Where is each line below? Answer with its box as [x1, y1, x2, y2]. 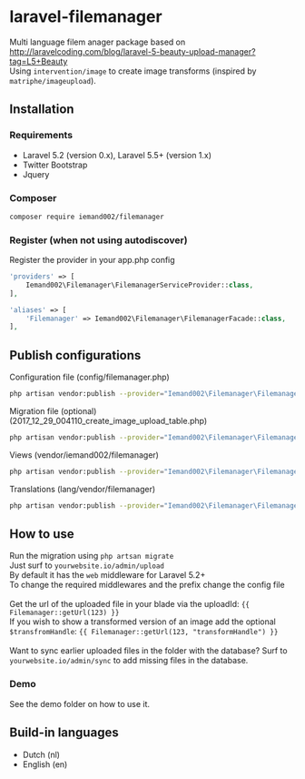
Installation [9, 102, 74, 117]
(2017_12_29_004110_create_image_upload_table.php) [9, 416, 208, 427]
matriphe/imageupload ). [9, 75, 97, 86]
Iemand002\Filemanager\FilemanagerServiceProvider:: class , [25, 280, 254, 289]
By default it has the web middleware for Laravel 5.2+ [9, 570, 206, 581]
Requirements [9, 129, 74, 142]
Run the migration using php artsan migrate [9, 551, 174, 561]
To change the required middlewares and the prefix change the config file [9, 580, 285, 591]
